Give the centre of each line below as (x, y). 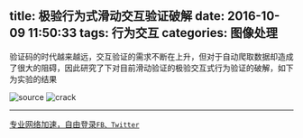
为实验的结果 (33, 78)
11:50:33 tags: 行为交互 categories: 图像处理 (152, 33)
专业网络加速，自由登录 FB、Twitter (74, 124)
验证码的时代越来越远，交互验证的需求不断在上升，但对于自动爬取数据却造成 (151, 56)
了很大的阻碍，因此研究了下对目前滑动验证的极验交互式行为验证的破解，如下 (151, 68)
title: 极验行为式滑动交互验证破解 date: (117, 16)
